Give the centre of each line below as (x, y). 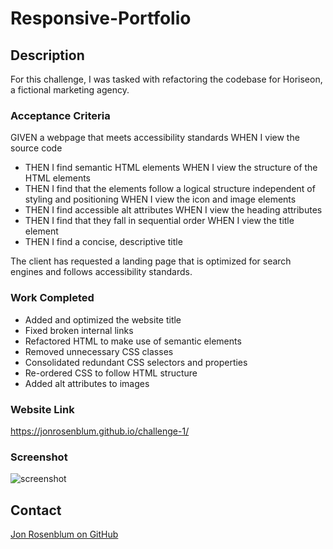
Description (47, 55)
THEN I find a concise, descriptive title (103, 242)
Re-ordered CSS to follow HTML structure (111, 373)
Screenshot (39, 457)
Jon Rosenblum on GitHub (64, 534)
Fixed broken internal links (79, 330)
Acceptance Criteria (60, 115)
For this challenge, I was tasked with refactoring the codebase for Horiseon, (166, 79)
